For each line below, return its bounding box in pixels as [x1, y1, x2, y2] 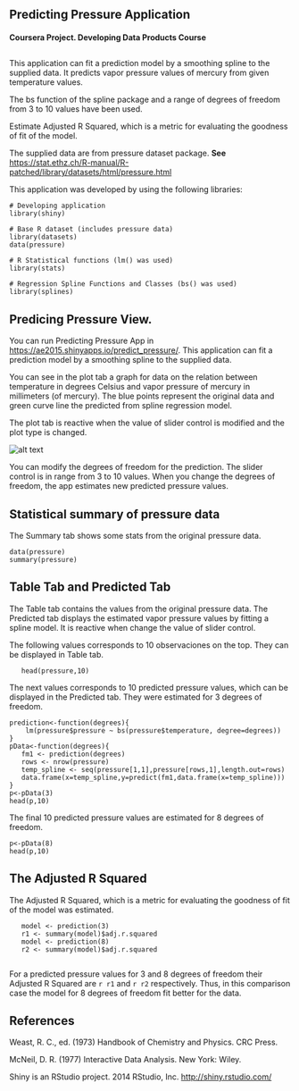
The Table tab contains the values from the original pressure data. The [9, 603, 269, 614]
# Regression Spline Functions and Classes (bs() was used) [9, 280, 238, 289]
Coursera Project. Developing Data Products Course [9, 31, 207, 43]
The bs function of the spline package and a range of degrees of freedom [9, 94, 281, 105]
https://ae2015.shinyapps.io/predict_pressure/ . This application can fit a [9, 345, 273, 356]
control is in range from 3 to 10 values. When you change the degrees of [9, 471, 276, 482]
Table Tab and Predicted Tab [9, 580, 171, 595]
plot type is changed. [9, 427, 87, 438]
